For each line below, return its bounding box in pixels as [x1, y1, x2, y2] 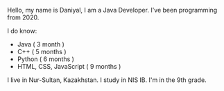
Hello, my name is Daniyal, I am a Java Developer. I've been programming [7, 6, 218, 14]
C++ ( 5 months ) [17, 48, 67, 56]
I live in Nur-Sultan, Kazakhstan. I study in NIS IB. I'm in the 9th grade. [7, 76, 207, 84]
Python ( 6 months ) [17, 55, 75, 63]
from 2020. [7, 13, 40, 22]
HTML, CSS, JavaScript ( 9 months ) [17, 63, 121, 70]
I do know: [7, 27, 37, 35]
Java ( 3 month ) [17, 40, 64, 48]
